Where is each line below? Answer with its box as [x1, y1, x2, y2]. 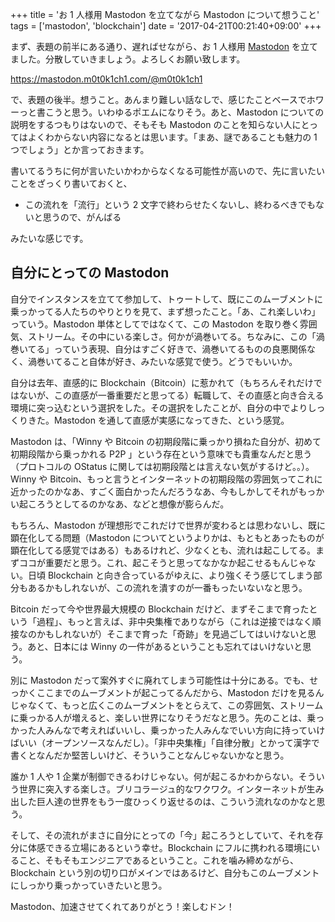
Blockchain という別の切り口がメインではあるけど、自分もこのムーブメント [10, 866, 320, 878]
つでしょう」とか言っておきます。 [10, 144, 150, 155]
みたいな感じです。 [10, 233, 89, 244]
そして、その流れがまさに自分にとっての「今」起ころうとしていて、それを [10, 829, 315, 841]
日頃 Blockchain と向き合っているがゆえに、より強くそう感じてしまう [27, 569, 314, 581]
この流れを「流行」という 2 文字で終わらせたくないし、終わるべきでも [24, 199, 316, 210]
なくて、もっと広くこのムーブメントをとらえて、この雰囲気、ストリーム [27, 699, 324, 711]
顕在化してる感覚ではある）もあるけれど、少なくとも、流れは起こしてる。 [10, 544, 317, 556]
